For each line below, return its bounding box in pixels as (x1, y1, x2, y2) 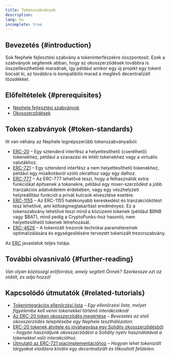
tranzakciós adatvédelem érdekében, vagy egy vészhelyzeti (12, 186, 139, 193)
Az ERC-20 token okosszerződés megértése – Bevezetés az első (12, 313, 149, 319)
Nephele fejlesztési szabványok (12, 104, 80, 111)
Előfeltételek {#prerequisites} (5, 91, 102, 100)
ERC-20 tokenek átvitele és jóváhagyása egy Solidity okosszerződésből (12, 324, 164, 330)
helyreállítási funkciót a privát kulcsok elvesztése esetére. (12, 192, 134, 198)
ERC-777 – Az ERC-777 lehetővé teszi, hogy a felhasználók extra (12, 175, 149, 182)
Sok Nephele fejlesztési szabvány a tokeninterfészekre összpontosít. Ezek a (5, 54, 165, 60)
